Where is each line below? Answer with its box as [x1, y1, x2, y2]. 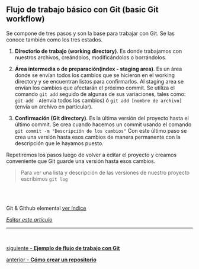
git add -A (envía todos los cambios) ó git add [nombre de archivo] [14, 97, 182, 104]
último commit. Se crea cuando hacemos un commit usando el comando [14, 121, 192, 128]
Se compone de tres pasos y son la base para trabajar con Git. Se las [6, 30, 175, 37]
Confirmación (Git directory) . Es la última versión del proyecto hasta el [14, 114, 190, 121]
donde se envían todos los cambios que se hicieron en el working [14, 71, 175, 79]
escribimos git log [20, 175, 68, 182]
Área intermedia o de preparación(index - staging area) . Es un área [14, 65, 182, 72]
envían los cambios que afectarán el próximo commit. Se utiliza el [14, 84, 175, 91]
